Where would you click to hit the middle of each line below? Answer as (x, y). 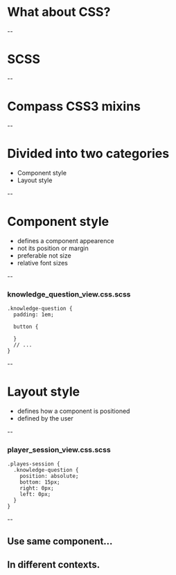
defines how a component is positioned (73, 411)
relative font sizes (42, 263)
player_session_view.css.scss (59, 450)
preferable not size (44, 255)
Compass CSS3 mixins (74, 106)
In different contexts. (54, 565)
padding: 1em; (34, 315)
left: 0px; (35, 495)
